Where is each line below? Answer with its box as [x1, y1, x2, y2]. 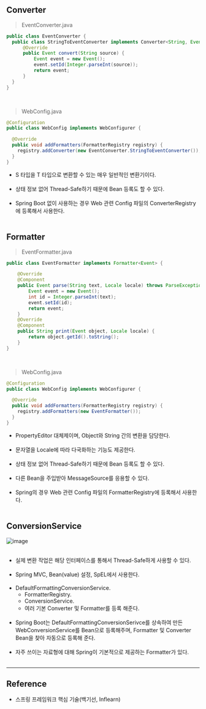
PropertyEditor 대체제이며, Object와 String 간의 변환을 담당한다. [15, 431, 170, 439]
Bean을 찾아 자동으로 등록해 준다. [15, 634, 96, 641]
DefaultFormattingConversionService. [15, 584, 111, 592]
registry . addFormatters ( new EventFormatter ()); [17, 409, 141, 415]
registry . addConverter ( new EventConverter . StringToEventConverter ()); [17, 147, 202, 154]
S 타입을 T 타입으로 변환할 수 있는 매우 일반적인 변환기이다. [15, 171, 156, 178]
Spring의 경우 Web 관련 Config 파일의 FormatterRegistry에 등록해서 [15, 488, 181, 496]
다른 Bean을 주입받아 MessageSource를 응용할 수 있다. [15, 474, 150, 482]
